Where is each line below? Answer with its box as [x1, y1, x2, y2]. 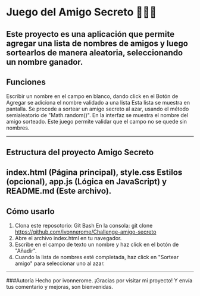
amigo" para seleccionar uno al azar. [14, 260, 105, 267]
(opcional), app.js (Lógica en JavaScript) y [6, 177, 167, 187]
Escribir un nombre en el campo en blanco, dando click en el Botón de [6, 93, 179, 100]
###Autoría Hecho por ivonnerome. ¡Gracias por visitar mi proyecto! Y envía [6, 276, 193, 284]
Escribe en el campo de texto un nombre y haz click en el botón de [14, 241, 179, 248]
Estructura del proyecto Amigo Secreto [6, 147, 154, 157]
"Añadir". [14, 247, 37, 254]
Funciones [6, 77, 46, 87]
